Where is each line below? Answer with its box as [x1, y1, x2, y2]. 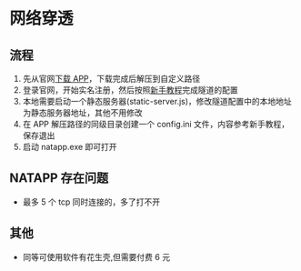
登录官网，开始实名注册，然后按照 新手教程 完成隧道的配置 [22, 85, 238, 95]
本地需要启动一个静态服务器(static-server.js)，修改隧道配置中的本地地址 [22, 96, 293, 106]
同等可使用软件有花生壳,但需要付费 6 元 [22, 251, 171, 262]
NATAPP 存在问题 [9, 170, 109, 186]
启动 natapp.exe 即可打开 [22, 142, 117, 152]
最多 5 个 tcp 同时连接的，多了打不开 [22, 196, 161, 207]
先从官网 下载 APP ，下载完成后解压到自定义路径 [22, 74, 201, 84]
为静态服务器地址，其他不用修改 [22, 107, 143, 118]
